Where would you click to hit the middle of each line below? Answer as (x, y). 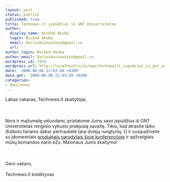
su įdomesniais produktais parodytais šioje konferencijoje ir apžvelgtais (80, 137)
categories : (18, 80)
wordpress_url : (21, 66)
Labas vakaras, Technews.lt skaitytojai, (46, 99)
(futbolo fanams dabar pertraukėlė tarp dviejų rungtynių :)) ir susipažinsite (82, 131)
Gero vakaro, (19, 163)
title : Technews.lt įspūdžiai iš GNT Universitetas (61, 24)
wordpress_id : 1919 (26, 62)
